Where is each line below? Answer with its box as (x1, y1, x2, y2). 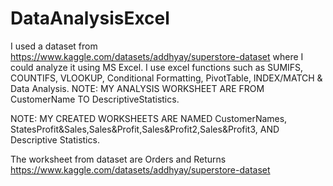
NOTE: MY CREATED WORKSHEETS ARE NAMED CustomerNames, (10, 112, 288, 124)
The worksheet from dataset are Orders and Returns (10, 153, 227, 165)
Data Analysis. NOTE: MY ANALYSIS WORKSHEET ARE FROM (10, 82, 265, 94)
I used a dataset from (10, 40, 98, 52)
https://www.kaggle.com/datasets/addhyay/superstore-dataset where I (10, 50, 304, 62)
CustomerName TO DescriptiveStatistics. (10, 93, 180, 105)
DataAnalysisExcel (10, 7, 170, 30)
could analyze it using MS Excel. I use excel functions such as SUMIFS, (10, 61, 304, 73)
